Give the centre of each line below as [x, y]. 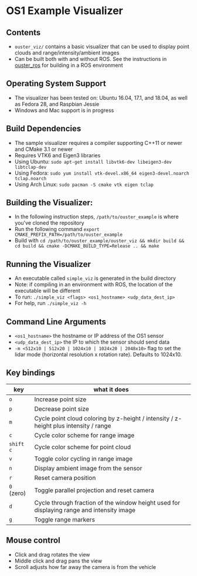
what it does [111, 389]
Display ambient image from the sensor [88, 468]
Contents [23, 33]
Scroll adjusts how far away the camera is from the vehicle [85, 567]
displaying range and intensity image [85, 510]
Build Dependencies [44, 129]
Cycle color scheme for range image [84, 435]
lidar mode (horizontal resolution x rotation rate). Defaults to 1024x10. [98, 355]
